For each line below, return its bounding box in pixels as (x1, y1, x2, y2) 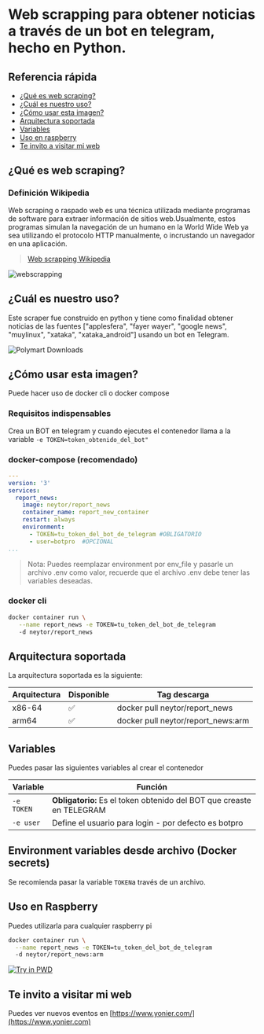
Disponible (68, 690, 110, 701)
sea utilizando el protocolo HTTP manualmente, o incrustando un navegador (8, 230, 255, 240)
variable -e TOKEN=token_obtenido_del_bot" (8, 434, 149, 443)
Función (136, 782, 167, 793)
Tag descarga (156, 690, 210, 701)
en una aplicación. (8, 238, 68, 248)
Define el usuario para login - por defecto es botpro (52, 818, 244, 829)
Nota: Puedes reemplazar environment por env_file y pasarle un (27, 559, 234, 569)
